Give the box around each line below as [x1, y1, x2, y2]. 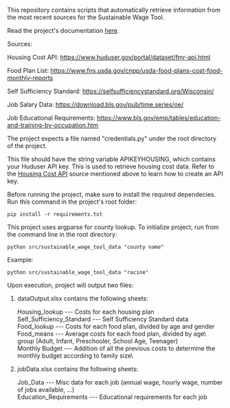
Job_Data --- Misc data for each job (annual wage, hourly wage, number [16, 378, 223, 386]
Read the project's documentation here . [7, 27, 119, 34]
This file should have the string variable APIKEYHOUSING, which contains [7, 155, 216, 163]
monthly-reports [7, 74, 54, 82]
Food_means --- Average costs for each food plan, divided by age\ [16, 330, 207, 338]
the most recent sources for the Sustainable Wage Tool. [7, 13, 165, 21]
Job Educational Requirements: [7, 114, 95, 122]
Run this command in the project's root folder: [7, 197, 137, 206]
